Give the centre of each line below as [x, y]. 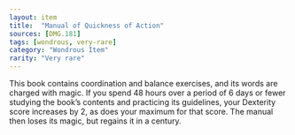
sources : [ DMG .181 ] [45, 34]
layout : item [33, 17]
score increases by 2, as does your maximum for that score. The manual [141, 112]
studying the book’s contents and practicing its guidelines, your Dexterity [143, 102]
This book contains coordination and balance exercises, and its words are [144, 83]
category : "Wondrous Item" [59, 50]
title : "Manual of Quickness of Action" [87, 26]
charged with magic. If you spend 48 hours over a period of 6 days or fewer [147, 93]
